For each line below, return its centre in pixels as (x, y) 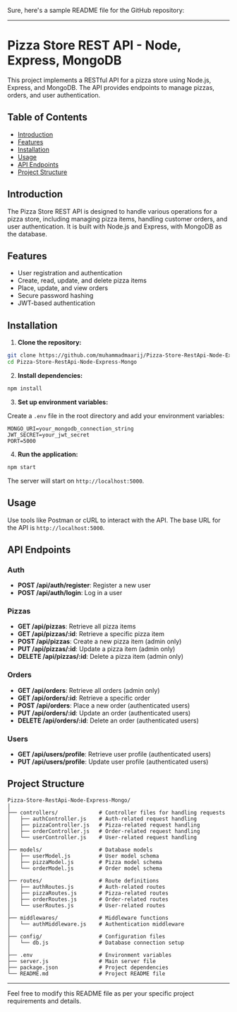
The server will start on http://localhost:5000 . (76, 481)
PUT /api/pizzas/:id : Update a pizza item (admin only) (96, 649)
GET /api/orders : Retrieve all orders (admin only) (89, 690)
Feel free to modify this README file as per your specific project (101, 993)
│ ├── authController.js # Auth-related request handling (102, 819)
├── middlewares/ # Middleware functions (88, 918)
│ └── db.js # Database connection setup (96, 943)
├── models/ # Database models (80, 850)
